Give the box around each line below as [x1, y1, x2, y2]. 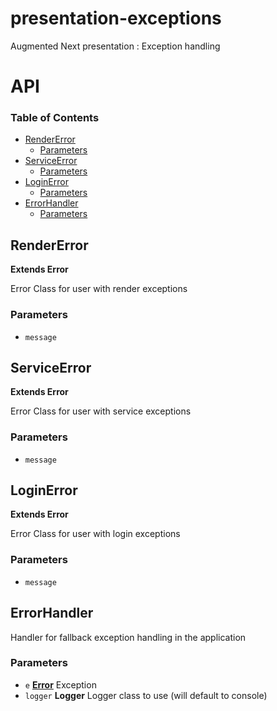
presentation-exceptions [10, 7, 222, 30]
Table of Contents [10, 111, 100, 125]
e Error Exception [24, 678, 97, 691]
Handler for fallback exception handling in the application [10, 631, 247, 643]
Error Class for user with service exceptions [10, 405, 192, 417]
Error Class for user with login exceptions [10, 528, 181, 540]
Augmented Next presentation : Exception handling [10, 40, 221, 52]
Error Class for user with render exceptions [10, 283, 188, 295]
